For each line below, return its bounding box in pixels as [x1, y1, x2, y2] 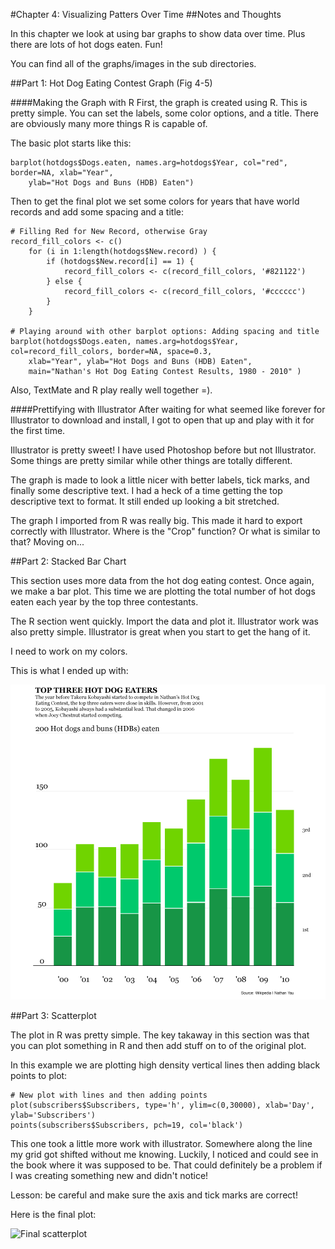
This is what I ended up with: [10, 665, 129, 676]
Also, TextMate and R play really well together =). [10, 384, 213, 396]
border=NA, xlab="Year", [10, 168, 114, 178]
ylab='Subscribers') [10, 1110, 97, 1120]
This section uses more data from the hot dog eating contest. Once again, [10, 575, 315, 586]
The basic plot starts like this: [10, 137, 132, 149]
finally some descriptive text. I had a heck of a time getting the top [10, 485, 283, 496]
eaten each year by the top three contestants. [10, 596, 199, 608]
